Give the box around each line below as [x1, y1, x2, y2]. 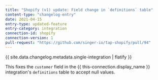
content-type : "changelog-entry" [5, 12, 76, 17]
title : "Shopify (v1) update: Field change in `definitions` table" [5, 7, 153, 13]
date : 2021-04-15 [5, 17, 42, 22]
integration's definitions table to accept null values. [5, 69, 115, 75]
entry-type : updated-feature [5, 21, 67, 27]
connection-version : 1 [5, 36, 53, 41]
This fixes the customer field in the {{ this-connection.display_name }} [5, 63, 150, 69]
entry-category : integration [5, 26, 67, 31]
